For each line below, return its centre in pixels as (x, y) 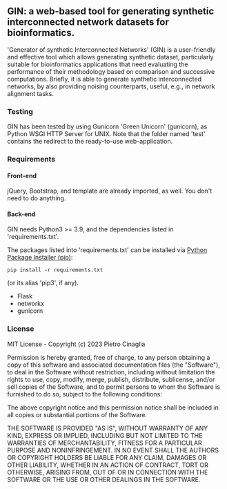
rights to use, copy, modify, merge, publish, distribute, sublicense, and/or (111, 379)
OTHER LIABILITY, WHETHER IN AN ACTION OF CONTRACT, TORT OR (108, 465)
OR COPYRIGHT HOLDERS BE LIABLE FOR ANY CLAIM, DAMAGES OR (107, 457)
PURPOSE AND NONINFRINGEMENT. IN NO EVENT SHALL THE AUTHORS (113, 450)
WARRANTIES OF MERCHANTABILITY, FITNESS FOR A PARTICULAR (105, 443)
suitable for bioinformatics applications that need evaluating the (98, 64)
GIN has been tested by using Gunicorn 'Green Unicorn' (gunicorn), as (107, 126)
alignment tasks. (30, 93)
